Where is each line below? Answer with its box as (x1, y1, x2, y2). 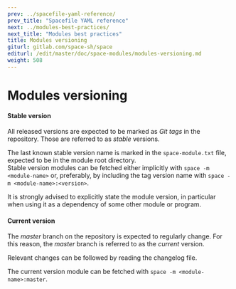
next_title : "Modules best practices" (7, 30, 122, 38)
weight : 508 (7, 57, 43, 64)
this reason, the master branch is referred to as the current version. (7, 240, 205, 248)
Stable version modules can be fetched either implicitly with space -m (7, 164, 210, 172)
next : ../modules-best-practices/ (7, 23, 110, 31)
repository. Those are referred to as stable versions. (7, 135, 160, 143)
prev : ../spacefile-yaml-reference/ (7, 10, 116, 18)
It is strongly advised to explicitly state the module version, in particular (7, 193, 216, 201)
